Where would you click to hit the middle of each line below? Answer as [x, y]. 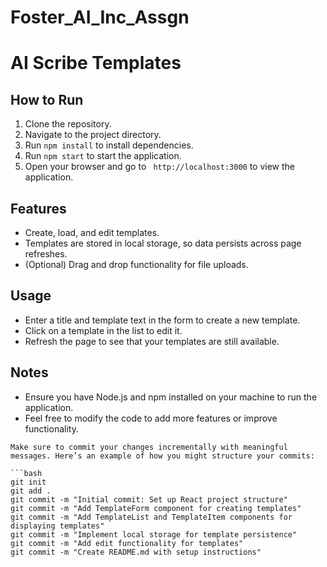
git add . [31, 491]
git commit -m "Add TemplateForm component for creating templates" [156, 508]
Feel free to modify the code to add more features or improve [151, 418]
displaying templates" [57, 526]
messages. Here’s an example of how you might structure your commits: [162, 456]
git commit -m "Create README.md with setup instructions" [136, 552]
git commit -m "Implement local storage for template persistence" [154, 534]
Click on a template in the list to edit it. [103, 330]
